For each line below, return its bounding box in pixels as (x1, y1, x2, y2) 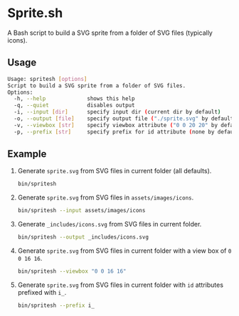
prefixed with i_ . (17, 288, 67, 296)
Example (7, 148, 47, 160)
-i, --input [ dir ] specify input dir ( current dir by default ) (14, 109, 221, 116)
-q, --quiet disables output (14, 102, 135, 109)
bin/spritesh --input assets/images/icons (17, 207, 146, 214)
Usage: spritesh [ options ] (7, 75, 87, 82)
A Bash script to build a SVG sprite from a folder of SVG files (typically (7, 28, 213, 37)
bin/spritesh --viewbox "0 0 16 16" (17, 268, 127, 275)
